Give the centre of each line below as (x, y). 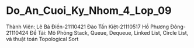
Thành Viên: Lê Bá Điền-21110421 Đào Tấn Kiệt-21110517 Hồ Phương (88, 27)
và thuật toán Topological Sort (42, 39)
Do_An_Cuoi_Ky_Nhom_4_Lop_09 (89, 11)
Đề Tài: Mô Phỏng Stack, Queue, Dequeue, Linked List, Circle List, (109, 32)
